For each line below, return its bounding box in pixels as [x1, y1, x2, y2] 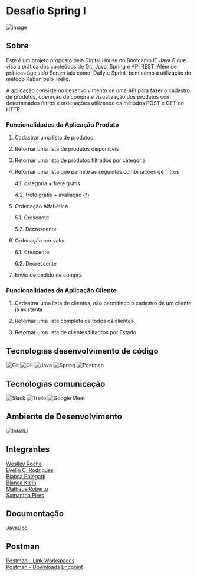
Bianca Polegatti [6, 473, 46, 480]
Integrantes [6, 445, 50, 455]
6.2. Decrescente [14, 260, 57, 267]
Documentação [6, 509, 64, 519]
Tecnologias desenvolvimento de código [6, 346, 159, 356]
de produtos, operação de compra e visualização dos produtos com [6, 93, 171, 100]
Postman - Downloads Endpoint [6, 564, 84, 571]
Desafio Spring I [6, 4, 87, 18]
